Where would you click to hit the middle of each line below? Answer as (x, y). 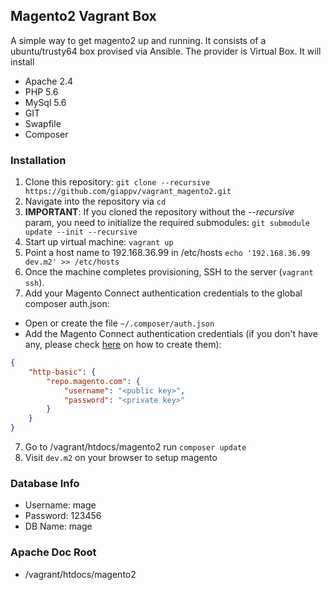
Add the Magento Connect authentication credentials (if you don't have (171, 334)
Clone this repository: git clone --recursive (117, 182)
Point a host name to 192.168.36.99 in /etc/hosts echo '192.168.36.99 (167, 253)
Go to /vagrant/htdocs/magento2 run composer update (135, 447)
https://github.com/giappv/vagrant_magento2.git (128, 192)
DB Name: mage (58, 526)
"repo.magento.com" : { (93, 381)
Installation (38, 160)
